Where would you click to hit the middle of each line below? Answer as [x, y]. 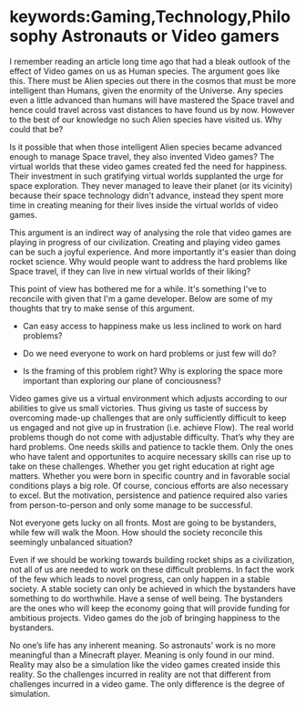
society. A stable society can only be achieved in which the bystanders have [152, 588]
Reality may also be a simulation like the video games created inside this [145, 664]
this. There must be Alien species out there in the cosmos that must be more [153, 80]
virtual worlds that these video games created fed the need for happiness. [148, 166]
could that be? [36, 129]
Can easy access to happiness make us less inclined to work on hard [152, 326]
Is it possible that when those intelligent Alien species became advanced [146, 147]
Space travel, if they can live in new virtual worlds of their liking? [130, 271]
